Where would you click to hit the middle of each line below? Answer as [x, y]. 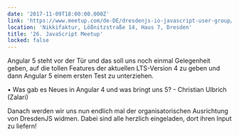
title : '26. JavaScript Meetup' [55, 34]
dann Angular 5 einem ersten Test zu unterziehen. [81, 76]
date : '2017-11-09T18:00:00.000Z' [59, 14]
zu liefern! [22, 126]
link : [15, 21]
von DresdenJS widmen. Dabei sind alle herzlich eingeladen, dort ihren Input [119, 119]
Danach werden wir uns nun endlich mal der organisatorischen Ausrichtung [118, 111]
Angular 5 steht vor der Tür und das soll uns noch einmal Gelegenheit [109, 61]
